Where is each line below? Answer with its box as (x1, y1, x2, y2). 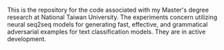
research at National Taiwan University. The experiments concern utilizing (7, 13, 218, 21)
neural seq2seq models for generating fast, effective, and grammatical (7, 21, 208, 28)
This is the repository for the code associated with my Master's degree (7, 6, 209, 14)
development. (7, 35, 46, 43)
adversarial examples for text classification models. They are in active (7, 27, 206, 36)
